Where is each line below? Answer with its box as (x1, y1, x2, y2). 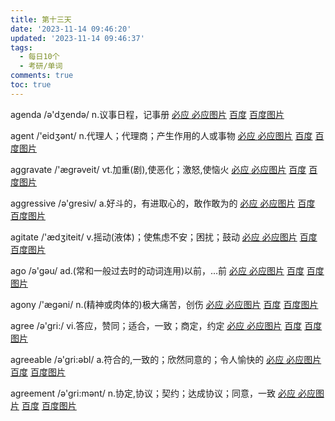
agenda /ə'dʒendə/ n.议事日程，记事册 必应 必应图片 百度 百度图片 (10, 108, 285, 120)
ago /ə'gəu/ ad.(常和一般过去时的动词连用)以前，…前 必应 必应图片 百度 (10, 264, 305, 276)
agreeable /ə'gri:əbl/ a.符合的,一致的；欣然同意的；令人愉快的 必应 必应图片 (10, 353, 322, 365)
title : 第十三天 (10, 14, 72, 25)
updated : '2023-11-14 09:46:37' (10, 33, 145, 43)
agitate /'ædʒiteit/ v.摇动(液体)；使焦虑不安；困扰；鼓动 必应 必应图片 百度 (10, 231, 318, 243)
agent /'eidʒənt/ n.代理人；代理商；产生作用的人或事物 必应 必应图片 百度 (10, 129, 313, 141)
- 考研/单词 (19, 61, 63, 71)
